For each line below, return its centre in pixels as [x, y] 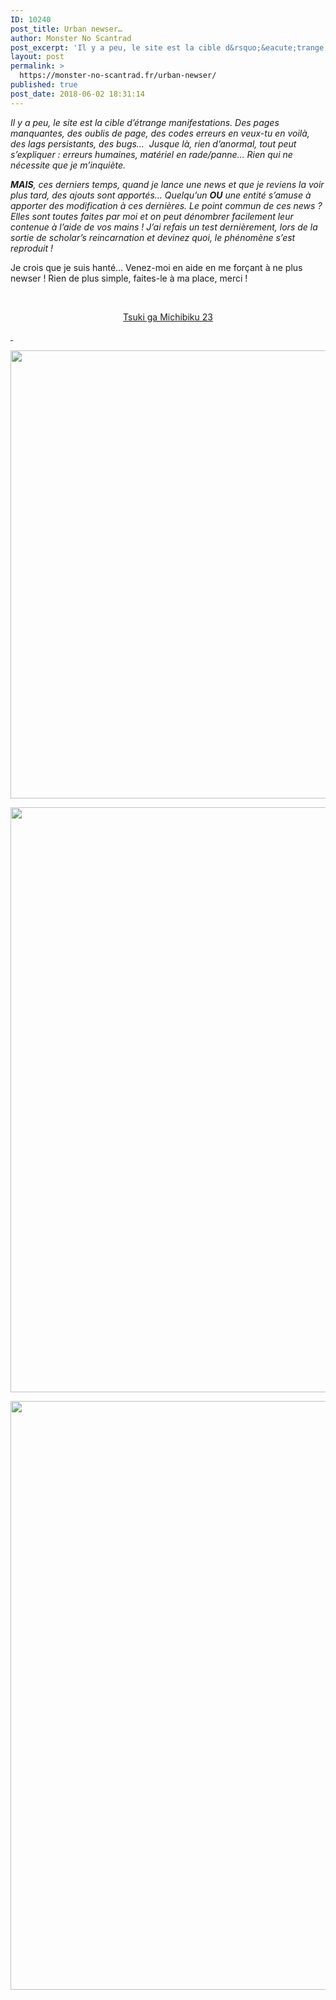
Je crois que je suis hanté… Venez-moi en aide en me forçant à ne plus [156, 267]
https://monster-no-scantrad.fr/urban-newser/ [118, 76]
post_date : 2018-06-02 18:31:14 [77, 94]
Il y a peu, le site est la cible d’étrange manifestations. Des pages [145, 122]
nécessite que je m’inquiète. [68, 165]
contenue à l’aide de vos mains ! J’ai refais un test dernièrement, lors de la [164, 227]
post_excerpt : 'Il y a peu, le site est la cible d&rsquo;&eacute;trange [167, 47]
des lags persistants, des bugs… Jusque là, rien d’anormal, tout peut [153, 143]
